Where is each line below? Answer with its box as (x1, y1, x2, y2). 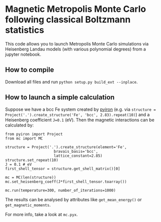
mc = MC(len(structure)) (5, 175, 56, 180)
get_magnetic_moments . (5, 202, 51, 208)
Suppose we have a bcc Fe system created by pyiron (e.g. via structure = (5, 106, 156, 112)
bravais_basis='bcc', (53, 149, 98, 154)
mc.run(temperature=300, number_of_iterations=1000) (5, 188, 116, 193)
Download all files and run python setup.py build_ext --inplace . (5, 79, 138, 85)
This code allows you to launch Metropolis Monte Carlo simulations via (5, 41, 149, 46)
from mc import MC (5, 136, 43, 141)
